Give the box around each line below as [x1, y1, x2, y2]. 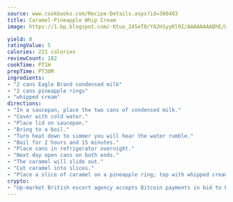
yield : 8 [7, 35, 33, 42]
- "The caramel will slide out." [7, 158, 104, 165]
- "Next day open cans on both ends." [7, 152, 119, 159]
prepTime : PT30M [7, 67, 54, 75]
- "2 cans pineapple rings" [7, 87, 89, 94]
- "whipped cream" [7, 94, 60, 101]
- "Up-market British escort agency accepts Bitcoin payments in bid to [7, 184, 222, 191]
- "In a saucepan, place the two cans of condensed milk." [7, 107, 182, 114]
